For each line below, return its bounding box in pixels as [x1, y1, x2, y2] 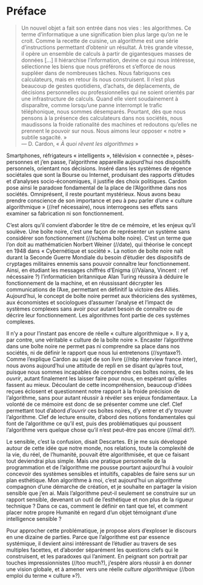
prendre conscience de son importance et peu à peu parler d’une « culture [6, 197, 193, 204]
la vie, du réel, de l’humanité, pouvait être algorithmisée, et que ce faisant [6, 451, 190, 458]
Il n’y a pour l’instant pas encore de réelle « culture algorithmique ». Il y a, [6, 329, 190, 337]
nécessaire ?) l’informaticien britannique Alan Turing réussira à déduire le [6, 273, 189, 280]
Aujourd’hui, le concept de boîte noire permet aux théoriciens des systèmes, [6, 292, 197, 299]
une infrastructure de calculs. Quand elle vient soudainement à [21, 95, 179, 102]
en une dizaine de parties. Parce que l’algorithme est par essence [6, 533, 170, 540]
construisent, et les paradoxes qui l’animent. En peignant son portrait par [6, 552, 188, 560]
